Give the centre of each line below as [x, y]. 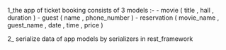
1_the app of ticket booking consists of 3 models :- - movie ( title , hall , [111, 10]
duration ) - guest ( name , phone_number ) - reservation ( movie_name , [113, 18]
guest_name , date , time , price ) [56, 25]
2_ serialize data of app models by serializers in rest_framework [100, 39]
